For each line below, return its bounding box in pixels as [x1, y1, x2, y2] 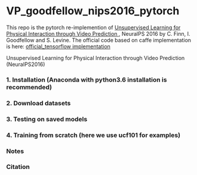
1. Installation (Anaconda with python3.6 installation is [6, 76, 167, 84]
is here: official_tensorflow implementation [6, 43, 110, 50]
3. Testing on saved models [6, 115, 88, 123]
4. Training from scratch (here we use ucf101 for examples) [6, 131, 181, 139]
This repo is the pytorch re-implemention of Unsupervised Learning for [6, 24, 181, 31]
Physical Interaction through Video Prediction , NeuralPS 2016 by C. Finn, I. [6, 30, 190, 37]
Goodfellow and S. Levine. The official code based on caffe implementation [6, 36, 192, 43]
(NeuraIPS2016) [6, 61, 45, 68]
